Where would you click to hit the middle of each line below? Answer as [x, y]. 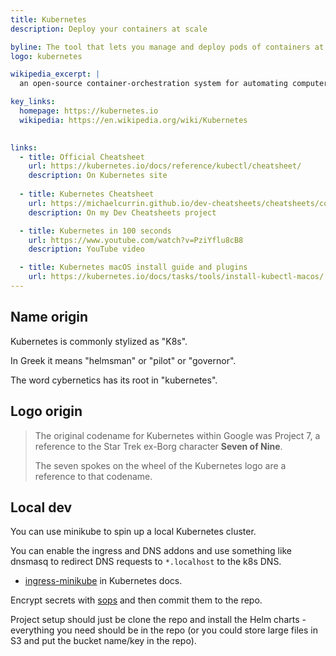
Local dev [41, 507]
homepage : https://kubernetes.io [89, 111]
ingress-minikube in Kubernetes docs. [103, 581]
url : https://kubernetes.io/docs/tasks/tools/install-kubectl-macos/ [176, 277]
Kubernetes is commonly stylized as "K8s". [99, 341]
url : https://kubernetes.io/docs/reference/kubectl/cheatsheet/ [165, 166]
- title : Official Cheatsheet [82, 157]
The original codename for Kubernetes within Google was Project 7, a [177, 435]
